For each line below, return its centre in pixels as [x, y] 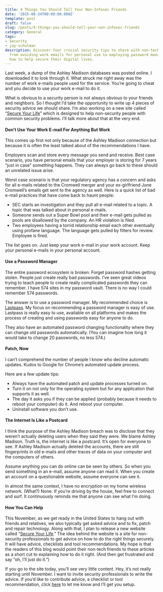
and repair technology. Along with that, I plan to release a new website [75, 529]
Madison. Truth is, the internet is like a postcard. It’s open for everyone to [78, 441]
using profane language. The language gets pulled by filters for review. [83, 231]
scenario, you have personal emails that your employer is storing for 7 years [81, 160]
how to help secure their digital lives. [52, 59]
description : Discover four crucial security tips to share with [72, 50]
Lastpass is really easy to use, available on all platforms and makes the [76, 313]
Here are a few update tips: [32, 374]
